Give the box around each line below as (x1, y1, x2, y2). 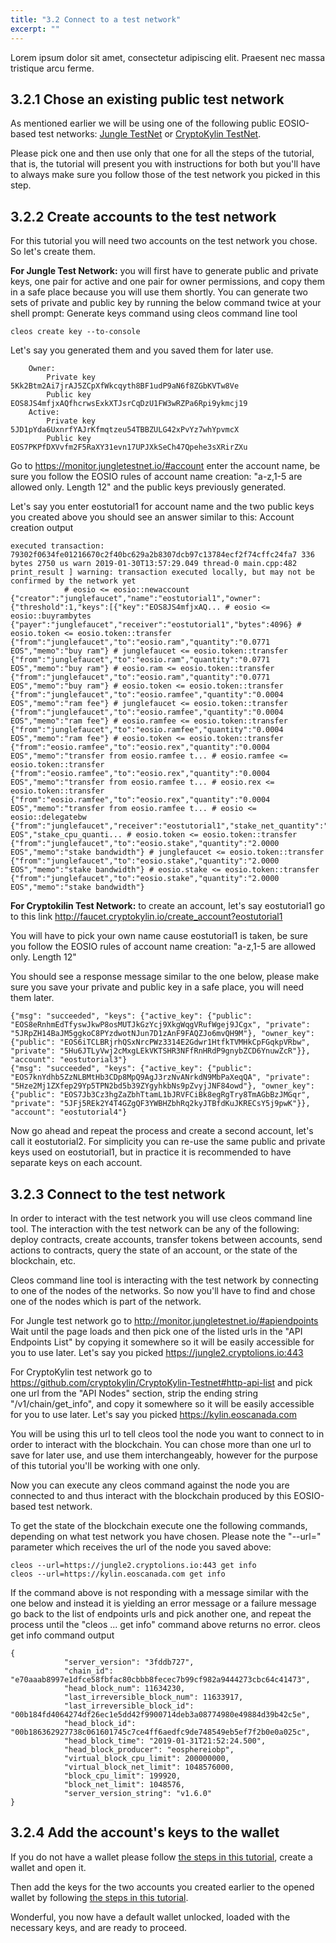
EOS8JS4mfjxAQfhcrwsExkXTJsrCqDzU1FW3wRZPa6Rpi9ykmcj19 (10, 399, 248, 409)
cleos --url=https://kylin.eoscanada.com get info (10, 1569, 226, 1579)
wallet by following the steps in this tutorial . (10, 1891, 189, 1903)
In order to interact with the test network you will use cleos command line (10, 1212, 313, 1224)
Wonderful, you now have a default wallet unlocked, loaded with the (10, 1911, 291, 1923)
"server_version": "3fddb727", (63, 1657, 195, 1667)
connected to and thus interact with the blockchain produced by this (10, 1489, 292, 1501)
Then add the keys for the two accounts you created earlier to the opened (10, 1881, 315, 1893)
